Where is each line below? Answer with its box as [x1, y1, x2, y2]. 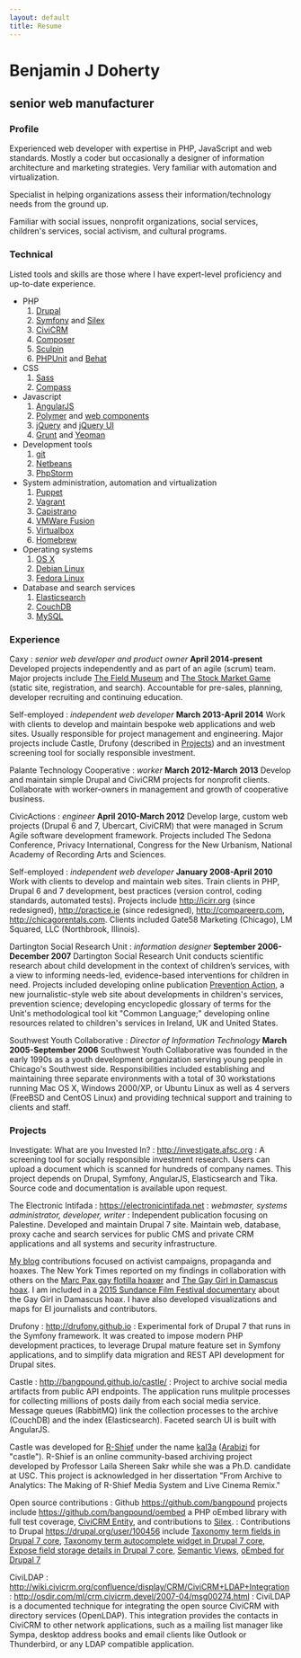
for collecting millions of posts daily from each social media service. [9, 1396, 261, 1406]
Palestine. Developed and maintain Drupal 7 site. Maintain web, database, [9, 1219, 281, 1230]
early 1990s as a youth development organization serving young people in [9, 1053, 283, 1065]
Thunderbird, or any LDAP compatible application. [9, 1639, 195, 1650]
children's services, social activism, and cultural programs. [9, 226, 227, 236]
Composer [35, 333, 75, 344]
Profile [9, 123, 40, 135]
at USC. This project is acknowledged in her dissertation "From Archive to [9, 1470, 283, 1481]
